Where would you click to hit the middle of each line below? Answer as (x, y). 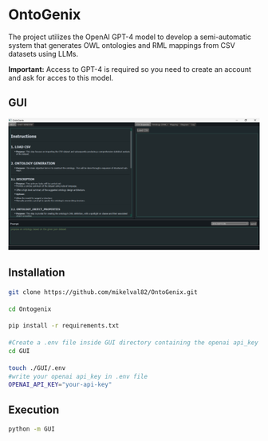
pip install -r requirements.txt (64, 326)
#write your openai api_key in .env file (78, 376)
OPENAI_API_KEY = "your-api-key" (60, 385)
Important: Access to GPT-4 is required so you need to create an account (130, 69)
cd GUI (19, 351)
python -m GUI (32, 429)
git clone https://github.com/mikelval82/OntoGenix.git (103, 292)
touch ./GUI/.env (37, 368)
